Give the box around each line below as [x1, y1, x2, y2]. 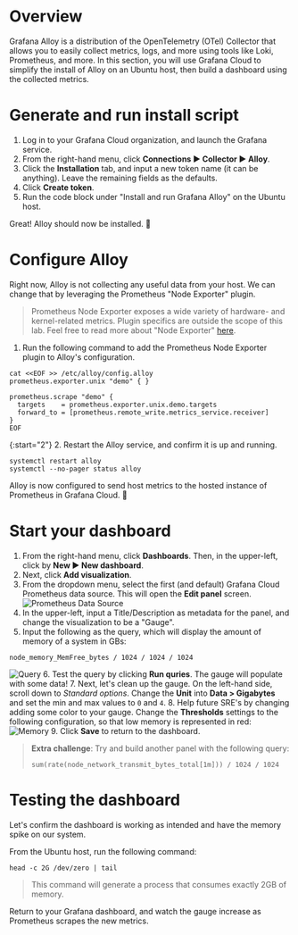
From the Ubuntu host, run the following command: [9, 846, 197, 856]
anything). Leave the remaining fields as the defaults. [21, 172, 219, 183]
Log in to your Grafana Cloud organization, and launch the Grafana [21, 134, 268, 145]
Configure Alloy [9, 250, 129, 270]
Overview [9, 6, 83, 27]
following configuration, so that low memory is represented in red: [9, 716, 252, 727]
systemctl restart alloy [9, 456, 102, 465]
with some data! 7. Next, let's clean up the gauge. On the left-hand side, [9, 678, 273, 689]
